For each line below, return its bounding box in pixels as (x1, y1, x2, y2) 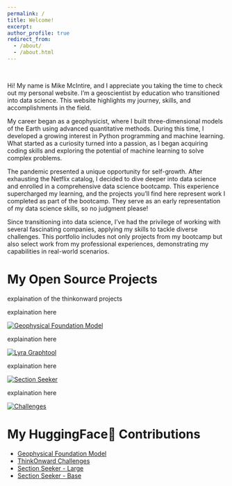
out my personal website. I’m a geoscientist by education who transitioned (7, 88, 220, 97)
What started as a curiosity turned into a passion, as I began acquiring (7, 139, 208, 147)
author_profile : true (7, 29, 70, 37)
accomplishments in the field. (7, 103, 92, 112)
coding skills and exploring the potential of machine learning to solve (7, 146, 204, 155)
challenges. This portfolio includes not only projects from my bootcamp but (7, 232, 222, 240)
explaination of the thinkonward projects (7, 294, 123, 303)
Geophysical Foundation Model (17, 449, 107, 458)
